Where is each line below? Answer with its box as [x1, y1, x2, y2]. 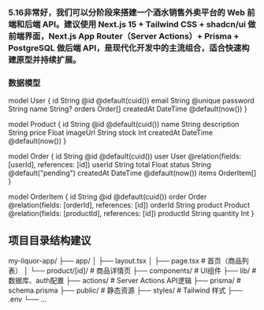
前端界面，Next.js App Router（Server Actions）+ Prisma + [8, 30, 240, 41]
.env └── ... [8, 294, 47, 304]
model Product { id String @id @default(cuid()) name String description [8, 120, 240, 129]
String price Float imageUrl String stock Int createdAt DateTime [8, 128, 213, 137]
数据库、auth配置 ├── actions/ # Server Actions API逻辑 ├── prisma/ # [8, 276, 242, 286]
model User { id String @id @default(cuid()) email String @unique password [8, 96, 255, 106]
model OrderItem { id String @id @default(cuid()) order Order [8, 192, 207, 202]
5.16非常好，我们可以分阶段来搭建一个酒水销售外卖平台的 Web [8, 6, 246, 17]
